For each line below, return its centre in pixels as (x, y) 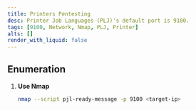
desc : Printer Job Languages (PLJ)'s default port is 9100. (99, 21)
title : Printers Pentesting (49, 14)
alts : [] (20, 34)
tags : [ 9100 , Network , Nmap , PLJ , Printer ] (73, 27)
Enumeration (37, 69)
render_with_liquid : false (47, 40)
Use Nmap (33, 86)
